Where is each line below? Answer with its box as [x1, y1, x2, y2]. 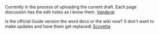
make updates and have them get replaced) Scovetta [5, 23, 111, 29]
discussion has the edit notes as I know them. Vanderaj [5, 9, 115, 15]
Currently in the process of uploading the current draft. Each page [5, 4, 137, 10]
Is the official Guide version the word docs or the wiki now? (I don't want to [5, 19, 154, 24]
